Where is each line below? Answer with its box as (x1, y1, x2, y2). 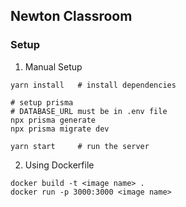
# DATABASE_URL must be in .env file (10, 106, 168, 116)
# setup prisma (10, 97, 74, 108)
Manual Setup (24, 60, 83, 73)
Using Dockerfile (24, 159, 95, 171)
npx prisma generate (10, 115, 97, 125)
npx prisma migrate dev (10, 124, 110, 134)
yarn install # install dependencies (10, 80, 177, 90)
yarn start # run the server (10, 141, 150, 151)
